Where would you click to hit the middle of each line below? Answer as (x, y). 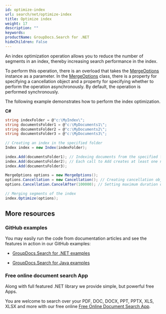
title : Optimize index (28, 19)
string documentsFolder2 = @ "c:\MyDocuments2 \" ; (56, 129)
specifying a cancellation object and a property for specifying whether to (80, 81)
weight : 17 (16, 23)
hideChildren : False (26, 42)
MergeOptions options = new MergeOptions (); (52, 175)
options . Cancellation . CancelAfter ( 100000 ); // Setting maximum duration (82, 184)
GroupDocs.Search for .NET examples (51, 253)
